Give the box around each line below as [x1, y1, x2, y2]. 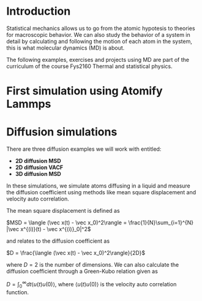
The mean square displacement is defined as [6, 207, 121, 215]
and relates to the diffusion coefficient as [6, 237, 110, 245]
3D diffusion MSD [15, 170, 61, 178]
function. [6, 288, 29, 295]
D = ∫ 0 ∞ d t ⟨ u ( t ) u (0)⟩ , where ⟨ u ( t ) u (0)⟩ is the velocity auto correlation [6, 280, 177, 289]
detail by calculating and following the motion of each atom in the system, [6, 37, 193, 45]
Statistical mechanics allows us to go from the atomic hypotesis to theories [6, 25, 195, 32]
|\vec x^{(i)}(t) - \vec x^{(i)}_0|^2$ [6, 226, 91, 233]
